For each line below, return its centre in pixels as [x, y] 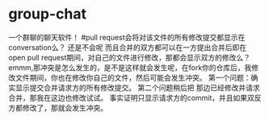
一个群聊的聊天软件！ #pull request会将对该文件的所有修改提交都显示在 [127, 37]
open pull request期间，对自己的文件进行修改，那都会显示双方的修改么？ [130, 57]
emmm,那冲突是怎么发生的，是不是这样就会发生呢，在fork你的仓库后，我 [130, 67]
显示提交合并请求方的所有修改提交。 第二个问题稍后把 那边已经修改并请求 [137, 87]
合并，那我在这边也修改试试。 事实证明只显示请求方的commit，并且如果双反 [135, 97]
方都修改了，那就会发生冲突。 [58, 108]
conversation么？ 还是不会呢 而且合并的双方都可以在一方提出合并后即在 [128, 47]
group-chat [48, 14]
